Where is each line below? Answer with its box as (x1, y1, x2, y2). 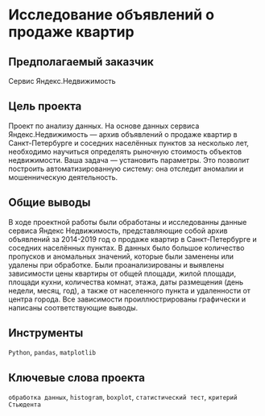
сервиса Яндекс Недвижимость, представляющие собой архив (8, 226, 228, 235)
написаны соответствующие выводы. (8, 302, 139, 312)
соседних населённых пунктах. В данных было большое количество (8, 243, 245, 252)
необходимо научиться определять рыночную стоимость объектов (8, 147, 242, 156)
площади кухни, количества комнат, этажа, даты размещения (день (8, 277, 244, 287)
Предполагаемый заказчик (8, 55, 155, 69)
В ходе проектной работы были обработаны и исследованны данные (8, 217, 247, 227)
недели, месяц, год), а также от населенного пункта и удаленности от (8, 285, 251, 295)
